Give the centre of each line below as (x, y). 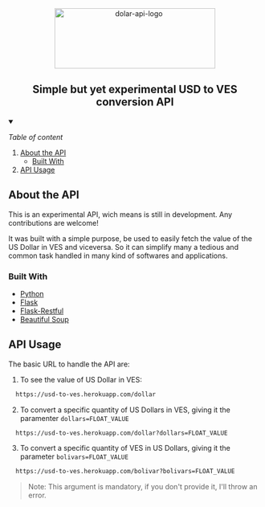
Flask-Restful (42, 311)
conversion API (135, 102)
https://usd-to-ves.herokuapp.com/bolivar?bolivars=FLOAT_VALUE (125, 472)
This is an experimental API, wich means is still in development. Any (120, 214)
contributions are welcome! (53, 223)
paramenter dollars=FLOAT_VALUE (75, 418)
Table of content (36, 137)
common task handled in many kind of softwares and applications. (118, 256)
